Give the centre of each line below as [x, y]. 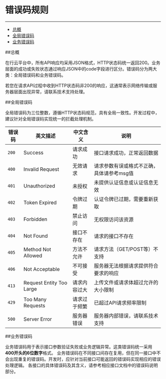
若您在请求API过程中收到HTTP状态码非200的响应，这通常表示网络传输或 [79, 85]
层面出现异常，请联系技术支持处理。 [50, 91]
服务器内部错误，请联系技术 [126, 315]
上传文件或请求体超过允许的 [126, 282]
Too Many [35, 299]
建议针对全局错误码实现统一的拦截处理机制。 [51, 118]
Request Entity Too [45, 283]
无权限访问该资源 [114, 219]
